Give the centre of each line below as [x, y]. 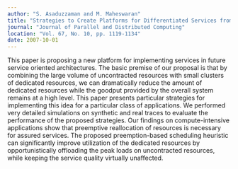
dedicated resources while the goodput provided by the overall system [110, 91]
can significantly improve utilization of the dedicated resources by [104, 143]
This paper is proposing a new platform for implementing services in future [117, 60]
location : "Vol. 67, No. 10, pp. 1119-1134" [74, 34]
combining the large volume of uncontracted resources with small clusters [116, 76]
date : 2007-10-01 [33, 40]
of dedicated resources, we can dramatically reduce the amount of [105, 83]
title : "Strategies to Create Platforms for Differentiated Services [112, 21]
